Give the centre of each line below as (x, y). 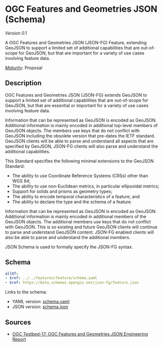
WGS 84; (21, 181)
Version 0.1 (16, 33)
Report (19, 339)
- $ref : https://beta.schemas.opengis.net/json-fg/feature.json (72, 283)
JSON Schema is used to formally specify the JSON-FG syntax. (69, 247)
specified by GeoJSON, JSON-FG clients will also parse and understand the (82, 146)
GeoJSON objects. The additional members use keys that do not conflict (78, 221)
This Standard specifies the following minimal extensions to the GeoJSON (80, 161)
